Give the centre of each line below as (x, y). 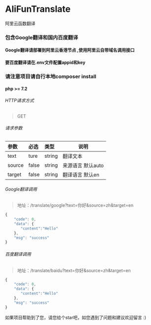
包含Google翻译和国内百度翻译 (42, 37)
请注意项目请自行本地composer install (51, 76)
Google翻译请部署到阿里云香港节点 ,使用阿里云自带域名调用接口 (70, 50)
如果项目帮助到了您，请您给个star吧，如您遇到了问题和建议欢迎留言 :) (76, 317)
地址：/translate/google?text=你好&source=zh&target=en (75, 205)
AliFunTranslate (38, 9)
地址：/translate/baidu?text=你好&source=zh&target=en (74, 270)
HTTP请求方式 (20, 100)
